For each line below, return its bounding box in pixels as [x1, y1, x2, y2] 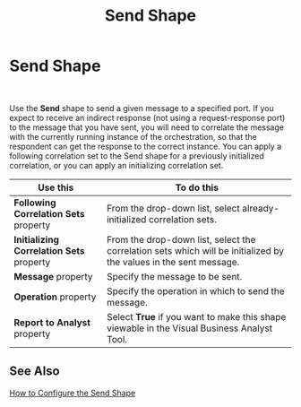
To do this [175, 181, 219, 194]
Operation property [13, 290, 97, 303]
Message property [13, 270, 93, 282]
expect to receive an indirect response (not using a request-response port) [9, 112, 286, 123]
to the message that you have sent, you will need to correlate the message [9, 122, 285, 133]
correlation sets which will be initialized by [106, 244, 285, 256]
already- [241, 202, 280, 214]
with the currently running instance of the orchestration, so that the [9, 131, 257, 142]
